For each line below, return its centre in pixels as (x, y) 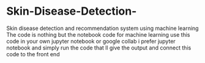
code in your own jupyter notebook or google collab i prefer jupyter (91, 41)
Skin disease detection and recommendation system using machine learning (102, 28)
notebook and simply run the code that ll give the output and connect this (99, 48)
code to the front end (33, 54)
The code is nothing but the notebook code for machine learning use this (98, 34)
